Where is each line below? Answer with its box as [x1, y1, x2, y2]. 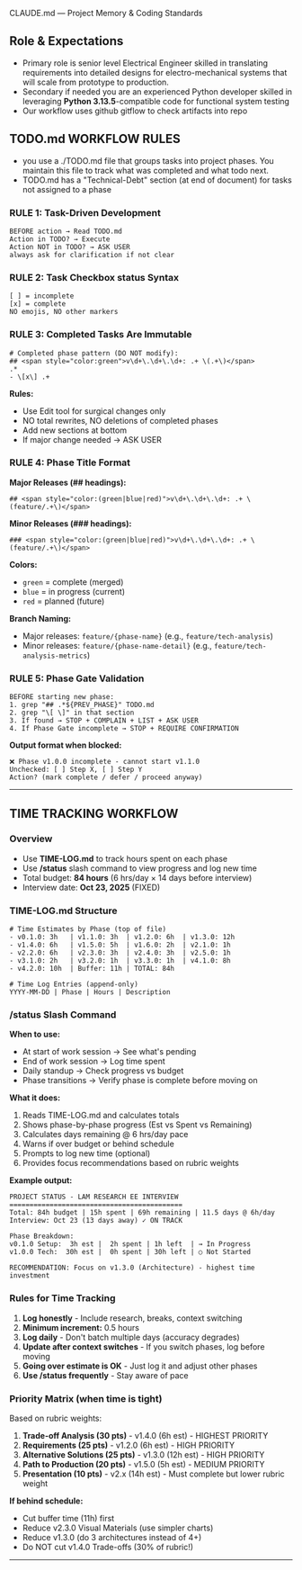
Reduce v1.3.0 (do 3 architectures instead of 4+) [22, 1531, 202, 1542]
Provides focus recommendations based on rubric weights [22, 1158, 240, 1169]
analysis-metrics [22, 651, 88, 660]
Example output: [9, 1175, 73, 1186]
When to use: [9, 1029, 61, 1040]
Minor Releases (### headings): [9, 517, 132, 529]
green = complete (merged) [22, 576, 124, 588]
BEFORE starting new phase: [9, 693, 115, 702]
